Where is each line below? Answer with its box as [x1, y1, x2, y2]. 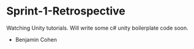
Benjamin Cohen [15, 36, 57, 43]
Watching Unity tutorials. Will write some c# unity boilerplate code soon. [6, 24, 188, 31]
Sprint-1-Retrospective [6, 4, 125, 18]
